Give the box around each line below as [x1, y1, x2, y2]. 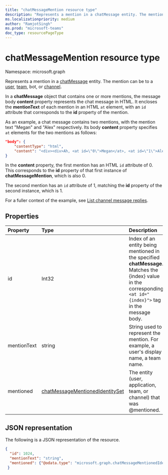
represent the [128, 329, 161, 336]
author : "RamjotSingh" [5, 21, 52, 26]
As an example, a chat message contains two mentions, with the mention [5, 118, 156, 125]
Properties [5, 212, 39, 220]
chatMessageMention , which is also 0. [5, 173, 86, 179]
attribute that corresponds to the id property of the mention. [5, 109, 129, 115]
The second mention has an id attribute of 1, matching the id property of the [5, 182, 162, 188]
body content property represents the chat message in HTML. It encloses [5, 98, 157, 104]
